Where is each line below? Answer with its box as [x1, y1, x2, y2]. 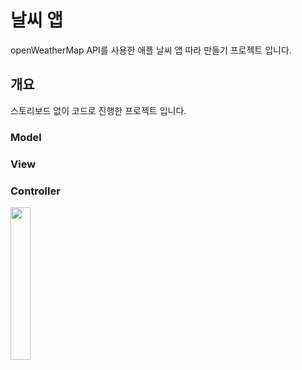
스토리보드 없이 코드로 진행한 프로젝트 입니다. [10, 104, 187, 116]
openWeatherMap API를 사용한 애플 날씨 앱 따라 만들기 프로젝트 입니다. [10, 44, 292, 56]
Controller [10, 184, 61, 198]
